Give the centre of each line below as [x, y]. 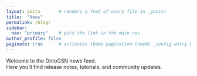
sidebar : [17, 28]
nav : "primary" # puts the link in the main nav [76, 33]
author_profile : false [34, 39]
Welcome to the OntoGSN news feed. [51, 61]
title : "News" [25, 17]
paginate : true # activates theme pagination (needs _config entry [97, 44]
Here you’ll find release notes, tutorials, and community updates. [84, 67]
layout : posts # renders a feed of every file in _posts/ [86, 11]
